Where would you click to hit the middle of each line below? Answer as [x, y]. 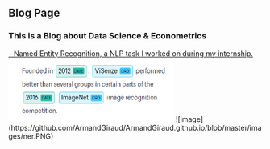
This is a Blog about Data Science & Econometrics [108, 36]
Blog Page [34, 13]
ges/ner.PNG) [31, 136]
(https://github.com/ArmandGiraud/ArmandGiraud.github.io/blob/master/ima [135, 127]
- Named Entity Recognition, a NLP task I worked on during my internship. [131, 53]
